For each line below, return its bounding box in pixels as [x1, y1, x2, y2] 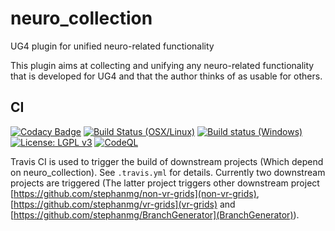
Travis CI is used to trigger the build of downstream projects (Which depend [10, 155, 324, 167]
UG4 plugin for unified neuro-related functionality [10, 40, 215, 52]
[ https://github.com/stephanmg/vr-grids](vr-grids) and [10, 198, 236, 210]
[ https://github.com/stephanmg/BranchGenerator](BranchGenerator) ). [10, 208, 300, 221]
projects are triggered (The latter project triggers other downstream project [10, 177, 320, 189]
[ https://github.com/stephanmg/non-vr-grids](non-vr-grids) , [10, 187, 260, 199]
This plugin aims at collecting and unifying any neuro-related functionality [10, 59, 315, 71]
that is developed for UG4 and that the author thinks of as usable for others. [10, 70, 323, 82]
